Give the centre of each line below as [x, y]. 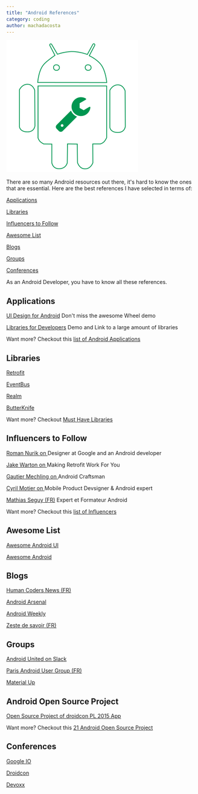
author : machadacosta [34, 25]
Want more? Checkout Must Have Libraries [59, 419]
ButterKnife [21, 408]
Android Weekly [26, 614]
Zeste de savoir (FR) [31, 625]
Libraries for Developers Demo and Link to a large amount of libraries [92, 328]
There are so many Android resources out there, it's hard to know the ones [99, 182]
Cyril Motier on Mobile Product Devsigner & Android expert [79, 488]
